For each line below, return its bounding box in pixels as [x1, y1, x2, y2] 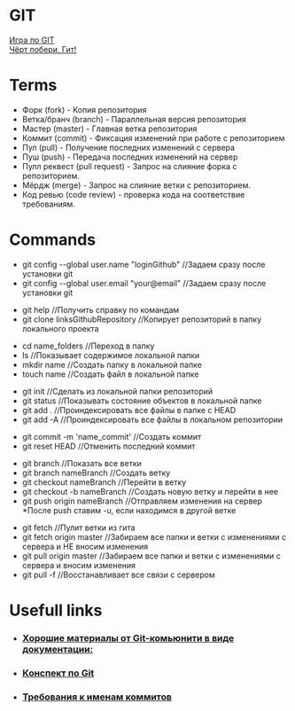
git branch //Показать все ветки [21, 457, 142, 468]
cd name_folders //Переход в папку [21, 340, 155, 351]
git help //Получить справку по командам [21, 304, 180, 315]
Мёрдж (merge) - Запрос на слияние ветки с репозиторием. [21, 179, 251, 191]
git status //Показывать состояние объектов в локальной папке [21, 395, 262, 406]
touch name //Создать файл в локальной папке [21, 369, 199, 379]
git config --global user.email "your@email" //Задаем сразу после [21, 277, 267, 288]
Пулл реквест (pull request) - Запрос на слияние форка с [21, 160, 237, 171]
